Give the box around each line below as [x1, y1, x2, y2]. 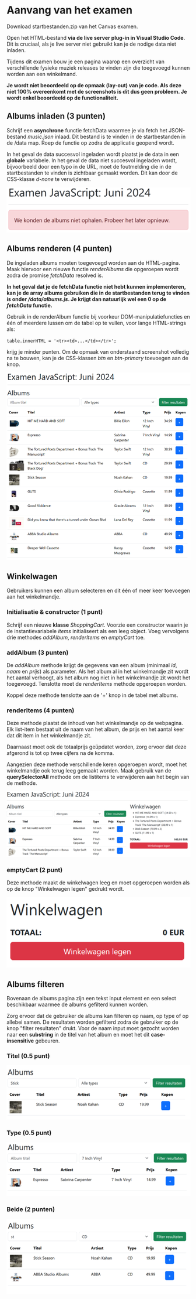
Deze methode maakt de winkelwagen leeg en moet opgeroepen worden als [6, 879, 190, 886]
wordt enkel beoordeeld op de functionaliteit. [6, 94, 118, 101]
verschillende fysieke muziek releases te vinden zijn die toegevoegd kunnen [6, 64, 190, 71]
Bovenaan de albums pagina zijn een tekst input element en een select [6, 995, 177, 1002]
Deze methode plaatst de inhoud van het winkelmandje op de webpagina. [6, 720, 183, 727]
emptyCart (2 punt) [6, 866, 63, 874]
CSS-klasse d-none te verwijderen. [6, 175, 91, 182]
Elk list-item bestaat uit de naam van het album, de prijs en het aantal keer [6, 726, 184, 733]
